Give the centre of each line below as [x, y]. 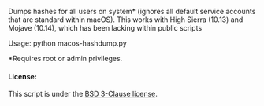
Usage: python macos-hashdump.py [68, 43]
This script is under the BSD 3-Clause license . [83, 94]
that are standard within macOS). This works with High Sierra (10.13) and [126, 20]
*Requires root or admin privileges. [65, 58]
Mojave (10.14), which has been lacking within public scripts [105, 28]
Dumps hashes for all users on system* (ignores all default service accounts [132, 11]
